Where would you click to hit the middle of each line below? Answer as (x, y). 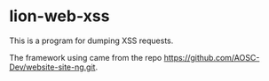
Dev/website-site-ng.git (52, 67)
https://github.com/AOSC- (212, 57)
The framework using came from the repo (86, 57)
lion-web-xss (59, 16)
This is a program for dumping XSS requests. (91, 40)
